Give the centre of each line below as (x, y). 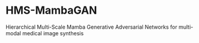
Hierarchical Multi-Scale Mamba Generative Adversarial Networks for (92, 27)
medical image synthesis (53, 33)
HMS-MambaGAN (51, 10)
